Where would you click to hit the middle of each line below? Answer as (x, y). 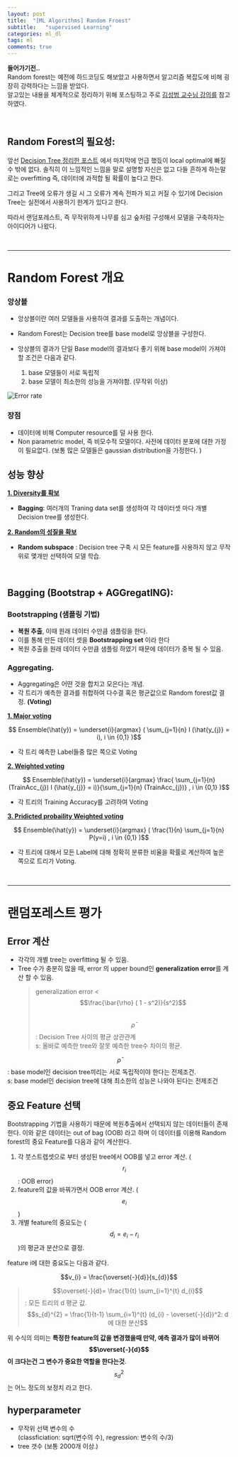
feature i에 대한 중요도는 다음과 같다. (58, 1262)
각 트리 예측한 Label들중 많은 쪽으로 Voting (77, 752)
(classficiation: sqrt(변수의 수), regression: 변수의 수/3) (96, 1437)
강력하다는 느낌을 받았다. (55, 86)
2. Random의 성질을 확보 (42, 532)
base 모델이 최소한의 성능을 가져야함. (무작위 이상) (98, 381)
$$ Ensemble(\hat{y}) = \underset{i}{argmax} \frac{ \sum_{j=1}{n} (119, 780)
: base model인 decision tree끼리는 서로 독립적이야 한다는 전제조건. (102, 1072)
